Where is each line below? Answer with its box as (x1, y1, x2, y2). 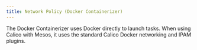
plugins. (6, 37, 25, 44)
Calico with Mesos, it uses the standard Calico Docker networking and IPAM (6, 31, 192, 38)
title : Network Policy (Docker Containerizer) (6, 8, 123, 15)
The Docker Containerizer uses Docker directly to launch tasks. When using (6, 25, 191, 32)
